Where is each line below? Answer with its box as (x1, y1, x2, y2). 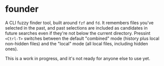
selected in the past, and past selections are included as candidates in (5, 25, 148, 31)
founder (5, 3, 39, 15)
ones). (5, 46, 18, 52)
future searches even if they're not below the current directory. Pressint (5, 30, 151, 36)
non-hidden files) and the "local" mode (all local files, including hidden (5, 40, 148, 46)
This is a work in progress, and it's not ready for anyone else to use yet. (5, 55, 150, 61)
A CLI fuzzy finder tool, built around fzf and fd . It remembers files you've (5, 20, 154, 26)
